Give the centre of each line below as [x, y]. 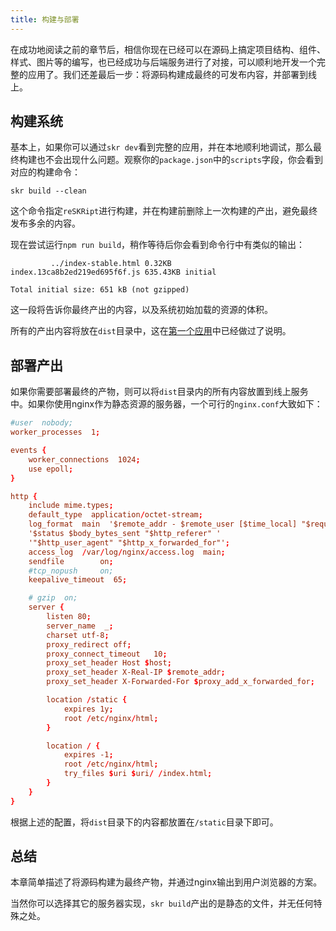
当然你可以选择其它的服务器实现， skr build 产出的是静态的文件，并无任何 [162, 903]
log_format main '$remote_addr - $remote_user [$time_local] [163, 524]
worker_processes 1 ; [55, 432]
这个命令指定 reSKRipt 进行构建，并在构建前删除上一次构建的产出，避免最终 [164, 211]
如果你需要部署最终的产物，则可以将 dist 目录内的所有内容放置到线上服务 [159, 392]
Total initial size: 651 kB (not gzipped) [100, 290]
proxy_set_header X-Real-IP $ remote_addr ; [136, 672]
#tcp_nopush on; [71, 571]
